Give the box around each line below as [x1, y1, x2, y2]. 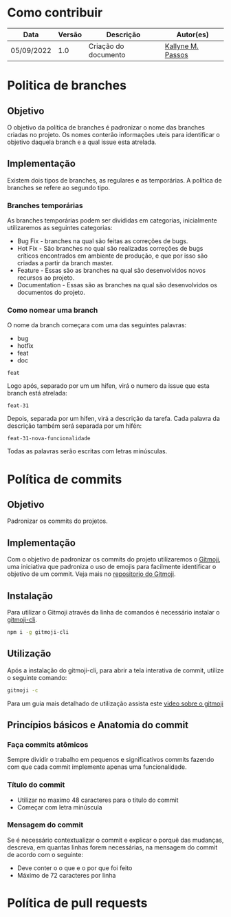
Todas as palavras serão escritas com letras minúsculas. [7, 447, 168, 455]
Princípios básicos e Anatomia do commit [7, 719, 189, 731]
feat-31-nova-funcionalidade [7, 435, 91, 442]
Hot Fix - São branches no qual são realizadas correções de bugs [16, 245, 203, 253]
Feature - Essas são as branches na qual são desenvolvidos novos [16, 267, 206, 275]
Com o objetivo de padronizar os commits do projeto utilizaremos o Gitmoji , [7, 555, 221, 564]
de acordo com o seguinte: [7, 850, 84, 858]
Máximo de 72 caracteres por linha [16, 871, 116, 879]
